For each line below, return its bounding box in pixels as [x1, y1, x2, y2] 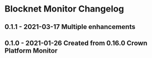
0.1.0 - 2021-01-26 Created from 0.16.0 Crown [4, 39, 148, 47]
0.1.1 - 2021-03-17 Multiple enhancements [4, 23, 136, 31]
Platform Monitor [4, 46, 58, 55]
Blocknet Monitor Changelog [4, 3, 125, 14]
